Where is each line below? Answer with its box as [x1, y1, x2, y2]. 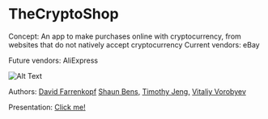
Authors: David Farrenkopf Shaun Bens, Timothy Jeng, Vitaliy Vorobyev [8, 86, 247, 96]
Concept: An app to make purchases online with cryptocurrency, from [8, 31, 241, 41]
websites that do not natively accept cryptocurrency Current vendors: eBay [8, 39, 261, 49]
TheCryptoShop [8, 5, 119, 23]
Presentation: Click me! [8, 102, 87, 112]
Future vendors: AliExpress [8, 55, 99, 65]
